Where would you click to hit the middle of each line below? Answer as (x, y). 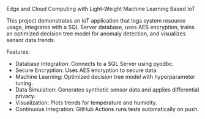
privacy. (25, 96)
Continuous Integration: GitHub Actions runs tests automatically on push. (107, 109)
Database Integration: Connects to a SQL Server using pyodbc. (95, 64)
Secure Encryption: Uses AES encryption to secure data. (86, 70)
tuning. (24, 83)
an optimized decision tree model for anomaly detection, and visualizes (96, 34)
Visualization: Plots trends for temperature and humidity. (86, 103)
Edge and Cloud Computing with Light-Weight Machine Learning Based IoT (101, 9)
